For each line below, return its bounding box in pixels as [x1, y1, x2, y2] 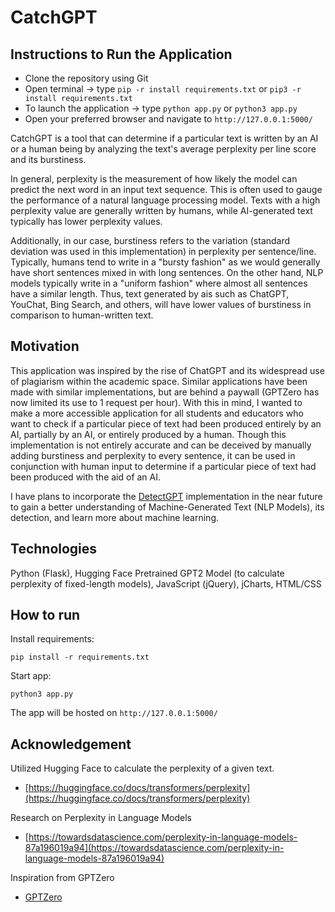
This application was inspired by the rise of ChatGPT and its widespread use [10, 364, 325, 376]
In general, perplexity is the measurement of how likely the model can [10, 173, 298, 185]
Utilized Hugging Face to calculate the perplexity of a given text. [10, 762, 275, 775]
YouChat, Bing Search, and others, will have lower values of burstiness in [10, 299, 312, 310]
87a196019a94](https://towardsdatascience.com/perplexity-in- [24, 842, 285, 854]
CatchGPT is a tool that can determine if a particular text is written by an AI [10, 132, 319, 144]
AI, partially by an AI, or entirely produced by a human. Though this [10, 428, 287, 440]
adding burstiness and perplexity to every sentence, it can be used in [10, 449, 296, 461]
